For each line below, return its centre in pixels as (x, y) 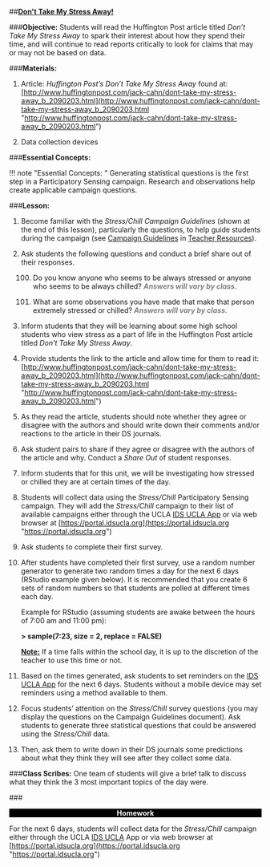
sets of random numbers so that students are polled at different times (135, 588)
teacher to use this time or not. (71, 660)
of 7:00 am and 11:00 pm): (64, 620)
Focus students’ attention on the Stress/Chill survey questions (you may (139, 708)
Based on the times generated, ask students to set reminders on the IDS (139, 676)
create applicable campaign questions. (73, 190)
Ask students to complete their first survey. (92, 547)
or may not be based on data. (58, 53)
